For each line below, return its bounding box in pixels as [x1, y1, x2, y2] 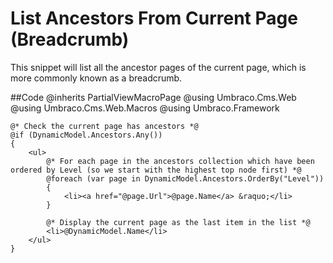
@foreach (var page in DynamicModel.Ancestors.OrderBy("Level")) [46, 173, 325, 184]
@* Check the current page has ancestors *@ [10, 121, 199, 131]
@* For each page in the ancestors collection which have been [46, 156, 315, 166]
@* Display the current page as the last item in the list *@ [46, 217, 311, 227]
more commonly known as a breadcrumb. [10, 72, 183, 84]
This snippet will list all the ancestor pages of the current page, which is [10, 61, 307, 73]
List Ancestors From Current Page [10, 7, 298, 30]
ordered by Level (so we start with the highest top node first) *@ [10, 165, 302, 175]
